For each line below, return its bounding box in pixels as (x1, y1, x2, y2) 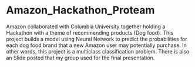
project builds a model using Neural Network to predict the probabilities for (6, 35, 187, 42)
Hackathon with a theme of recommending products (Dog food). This (6, 29, 173, 36)
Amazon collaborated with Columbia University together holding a (6, 23, 166, 30)
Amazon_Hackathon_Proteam (6, 4, 155, 17)
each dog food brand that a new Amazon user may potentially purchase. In (6, 42, 187, 49)
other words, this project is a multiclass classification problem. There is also (6, 48, 190, 55)
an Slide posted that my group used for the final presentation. (6, 54, 155, 61)
